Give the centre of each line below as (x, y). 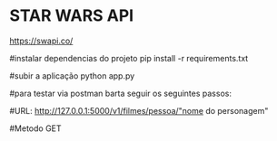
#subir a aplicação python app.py (72, 75)
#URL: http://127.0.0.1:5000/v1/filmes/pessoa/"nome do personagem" (139, 110)
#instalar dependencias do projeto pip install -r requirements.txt (129, 58)
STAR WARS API (72, 16)
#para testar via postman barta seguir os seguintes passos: (120, 93)
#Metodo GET (35, 128)
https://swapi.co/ (41, 41)
